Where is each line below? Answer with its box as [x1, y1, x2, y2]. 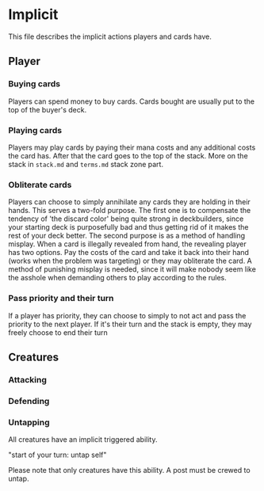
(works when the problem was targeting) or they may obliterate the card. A [8, 256, 252, 266]
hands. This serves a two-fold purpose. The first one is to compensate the [8, 206, 251, 215]
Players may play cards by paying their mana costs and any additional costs [8, 143, 256, 152]
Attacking [8, 374, 48, 385]
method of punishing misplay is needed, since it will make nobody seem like [8, 265, 256, 274]
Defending [8, 395, 50, 406]
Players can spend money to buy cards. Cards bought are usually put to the [8, 97, 255, 106]
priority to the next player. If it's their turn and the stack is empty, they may [8, 319, 252, 329]
